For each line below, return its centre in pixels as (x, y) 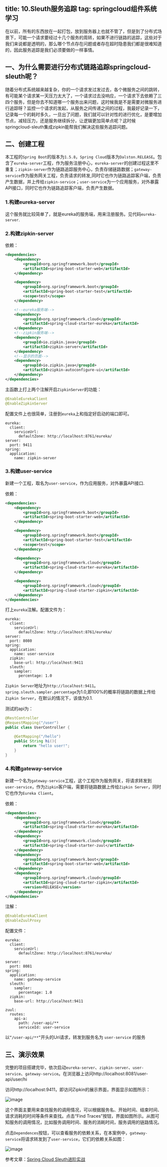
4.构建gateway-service (34, 769)
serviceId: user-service (44, 1027)
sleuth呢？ (22, 76)
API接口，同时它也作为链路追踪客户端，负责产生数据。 (61, 188)
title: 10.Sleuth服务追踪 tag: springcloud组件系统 (81, 9)
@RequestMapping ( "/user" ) (32, 723)
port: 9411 (21, 445)
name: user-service (34, 654)
